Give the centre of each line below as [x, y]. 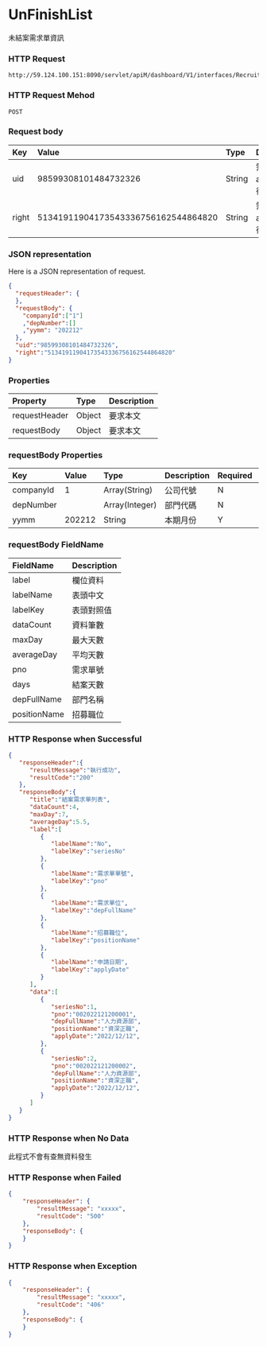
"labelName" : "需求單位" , [89, 903]
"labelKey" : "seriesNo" [88, 852]
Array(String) [128, 490]
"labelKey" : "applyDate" [90, 970]
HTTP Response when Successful [75, 739]
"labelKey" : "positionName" [95, 940]
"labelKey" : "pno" [79, 881]
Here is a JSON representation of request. [77, 271]
